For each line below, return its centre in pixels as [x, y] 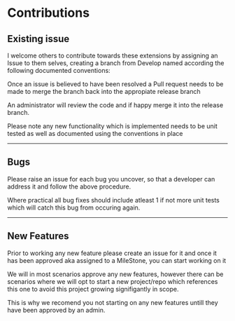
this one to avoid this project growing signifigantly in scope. [93, 289]
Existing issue [38, 39]
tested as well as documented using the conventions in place [95, 134]
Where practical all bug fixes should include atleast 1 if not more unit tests [114, 200]
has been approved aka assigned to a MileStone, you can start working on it [117, 260]
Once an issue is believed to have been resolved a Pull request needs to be [115, 84]
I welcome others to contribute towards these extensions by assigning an [113, 55]
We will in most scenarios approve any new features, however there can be [115, 274]
